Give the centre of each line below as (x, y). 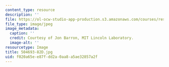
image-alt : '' (24, 43)
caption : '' (22, 33)
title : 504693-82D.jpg (29, 52)
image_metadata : (22, 29)
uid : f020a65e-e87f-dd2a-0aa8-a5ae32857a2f (52, 57)
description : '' (22, 15)
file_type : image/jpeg (29, 24)
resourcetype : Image (27, 47)
